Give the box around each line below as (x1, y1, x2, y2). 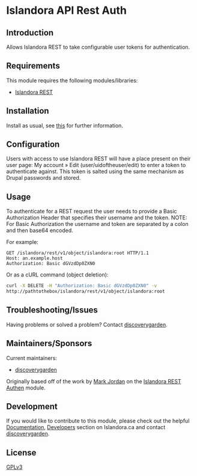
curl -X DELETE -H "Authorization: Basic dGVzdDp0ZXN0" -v (6, 283, 157, 289)
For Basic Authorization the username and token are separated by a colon (6, 221, 189, 228)
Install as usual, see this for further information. (6, 121, 123, 129)
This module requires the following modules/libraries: (6, 76, 138, 84)
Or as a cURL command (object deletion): (6, 271, 109, 278)
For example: (6, 239, 39, 246)
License (6, 447, 37, 457)
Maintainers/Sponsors (6, 338, 92, 349)
